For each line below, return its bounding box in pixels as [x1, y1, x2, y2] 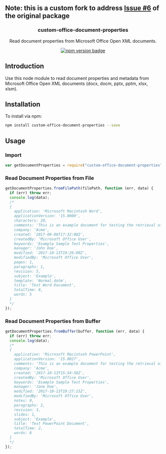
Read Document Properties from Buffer [5, 317, 101, 324]
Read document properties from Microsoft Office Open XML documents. [9, 38, 157, 44]
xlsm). [5, 85, 18, 91]
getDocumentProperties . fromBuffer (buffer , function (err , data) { [5, 329, 145, 334]
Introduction [5, 62, 44, 71]
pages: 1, [14, 260, 35, 265]
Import [5, 151, 22, 158]
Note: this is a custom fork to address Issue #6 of [5, 4, 160, 12]
